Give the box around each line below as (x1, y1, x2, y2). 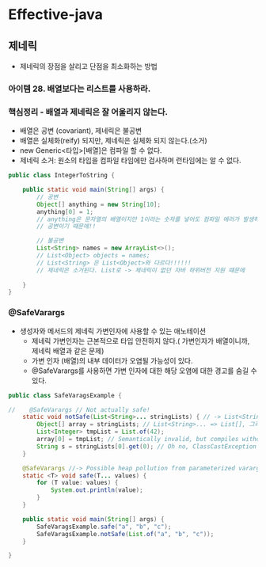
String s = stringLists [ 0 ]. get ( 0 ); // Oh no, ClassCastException (36, 442, 257, 451)
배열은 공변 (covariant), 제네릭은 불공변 (19, 126, 142, 135)
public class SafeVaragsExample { (8, 391, 123, 399)
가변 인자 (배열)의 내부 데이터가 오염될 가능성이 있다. (31, 356, 193, 365)
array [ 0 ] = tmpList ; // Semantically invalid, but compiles (36, 436, 239, 443)
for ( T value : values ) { (36, 479, 119, 487)
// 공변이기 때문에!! (36, 223, 97, 230)
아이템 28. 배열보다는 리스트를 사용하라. (8, 83, 151, 94)
